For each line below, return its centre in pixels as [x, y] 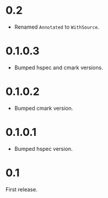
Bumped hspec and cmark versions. [58, 67]
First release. [22, 189]
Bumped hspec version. [43, 148]
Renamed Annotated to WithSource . [57, 27]
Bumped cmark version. [44, 108]
